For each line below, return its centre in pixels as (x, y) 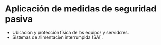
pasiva (19, 19)
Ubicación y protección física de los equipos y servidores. (70, 32)
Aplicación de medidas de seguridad (81, 9)
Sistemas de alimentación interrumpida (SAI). (58, 37)
